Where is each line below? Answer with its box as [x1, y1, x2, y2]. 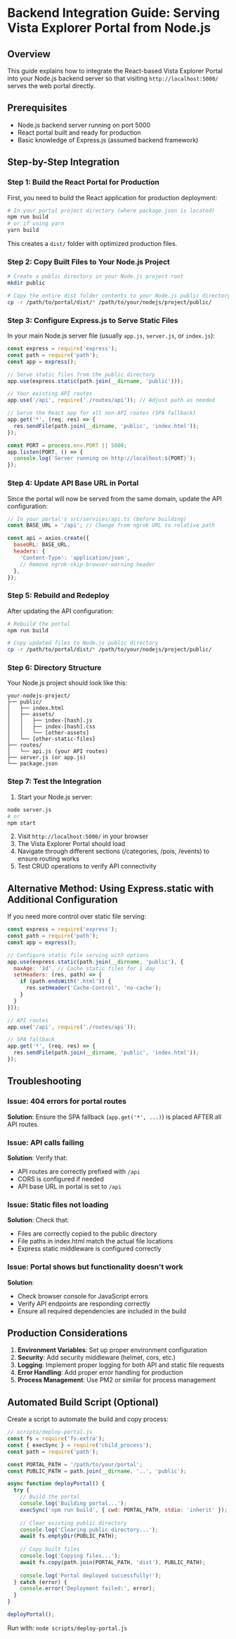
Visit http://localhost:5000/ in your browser [17, 832, 149, 840]
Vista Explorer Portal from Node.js [7, 20, 211, 36]
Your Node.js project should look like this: [7, 679, 128, 687]
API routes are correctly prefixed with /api [17, 1167, 140, 1175]
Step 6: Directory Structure [7, 663, 102, 673]
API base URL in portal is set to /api [17, 1182, 122, 1191]
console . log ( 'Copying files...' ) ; [20, 1552, 121, 1559]
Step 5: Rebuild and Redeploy [7, 591, 110, 601]
